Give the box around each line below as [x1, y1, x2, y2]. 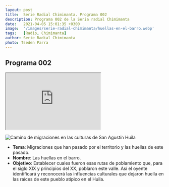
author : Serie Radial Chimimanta [5, 36, 76, 41]
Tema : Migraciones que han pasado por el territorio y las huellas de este [12, 144, 164, 150]
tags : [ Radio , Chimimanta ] [5, 31, 67, 36]
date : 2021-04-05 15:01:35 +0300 [5, 21, 80, 27]
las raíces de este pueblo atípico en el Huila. [12, 176, 104, 182]
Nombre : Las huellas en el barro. [12, 154, 81, 161]
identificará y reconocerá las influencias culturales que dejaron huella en [12, 170, 164, 176]
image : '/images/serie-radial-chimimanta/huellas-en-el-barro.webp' [5, 26, 155, 31]
